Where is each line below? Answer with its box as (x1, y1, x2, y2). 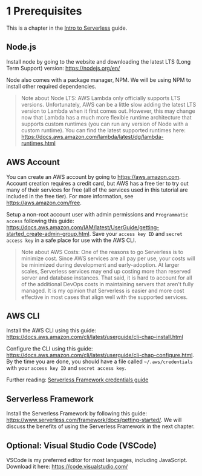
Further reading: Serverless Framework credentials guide (6, 376, 149, 383)
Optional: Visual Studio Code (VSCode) (6, 440, 157, 451)
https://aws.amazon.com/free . (6, 199, 82, 206)
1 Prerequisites (6, 4, 82, 18)
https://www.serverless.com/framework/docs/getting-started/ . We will (6, 417, 182, 424)
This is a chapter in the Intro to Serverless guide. (6, 24, 128, 32)
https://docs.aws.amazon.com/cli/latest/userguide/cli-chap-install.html (6, 334, 183, 341)
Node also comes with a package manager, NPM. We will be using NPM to (6, 76, 192, 83)
